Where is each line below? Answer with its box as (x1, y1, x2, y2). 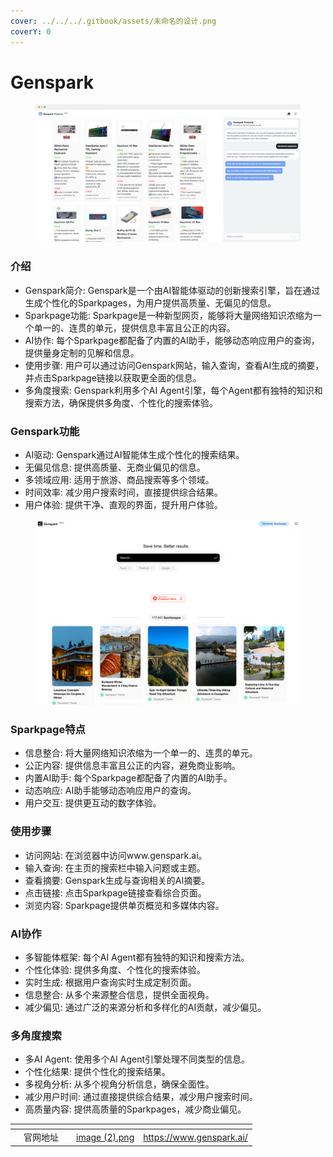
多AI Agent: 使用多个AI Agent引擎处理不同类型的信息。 (24, 1053, 250, 1065)
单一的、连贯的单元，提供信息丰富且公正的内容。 (33, 321, 236, 334)
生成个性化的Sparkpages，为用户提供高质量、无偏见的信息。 (24, 296, 277, 309)
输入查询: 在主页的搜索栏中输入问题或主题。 (24, 861, 206, 874)
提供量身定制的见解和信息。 (24, 346, 140, 359)
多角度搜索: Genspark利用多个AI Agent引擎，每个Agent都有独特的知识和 (24, 384, 323, 396)
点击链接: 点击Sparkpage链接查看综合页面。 (24, 886, 207, 899)
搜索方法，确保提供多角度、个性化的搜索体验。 (24, 396, 218, 409)
